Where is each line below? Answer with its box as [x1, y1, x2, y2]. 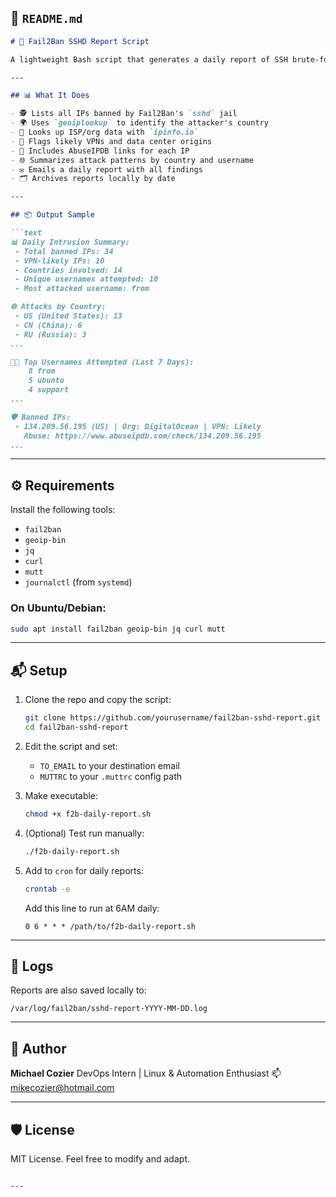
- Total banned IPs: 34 [14, 246, 114, 256]
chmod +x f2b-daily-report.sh [24, 809, 152, 819]
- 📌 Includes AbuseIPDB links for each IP [10, 146, 190, 156]
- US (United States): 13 [14, 311, 123, 321]
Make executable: [24, 789, 99, 801]
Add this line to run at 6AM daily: [24, 902, 160, 914]
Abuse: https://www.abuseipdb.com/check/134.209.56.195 [23, 431, 262, 441]
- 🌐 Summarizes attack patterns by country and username [10, 155, 254, 165]
